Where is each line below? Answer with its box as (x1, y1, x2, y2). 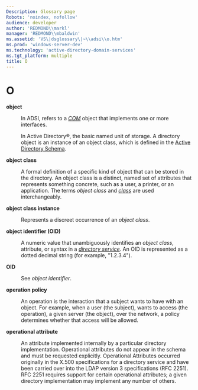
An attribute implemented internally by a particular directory (21, 340, 167, 347)
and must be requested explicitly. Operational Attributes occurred (21, 352, 180, 359)
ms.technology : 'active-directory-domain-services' (6, 47, 136, 53)
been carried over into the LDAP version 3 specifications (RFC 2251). (21, 365, 189, 372)
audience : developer (6, 20, 57, 25)
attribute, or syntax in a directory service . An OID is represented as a (21, 245, 188, 252)
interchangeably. (21, 193, 62, 200)
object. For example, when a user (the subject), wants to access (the (21, 304, 188, 311)
